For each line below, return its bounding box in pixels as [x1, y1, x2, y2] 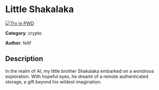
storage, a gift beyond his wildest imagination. [5, 78, 102, 84]
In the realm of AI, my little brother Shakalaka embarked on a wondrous [5, 68, 154, 74]
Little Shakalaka [5, 4, 74, 15]
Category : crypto [5, 30, 42, 36]
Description [5, 55, 43, 63]
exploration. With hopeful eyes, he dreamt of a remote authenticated [5, 73, 148, 79]
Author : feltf [5, 39, 31, 46]
